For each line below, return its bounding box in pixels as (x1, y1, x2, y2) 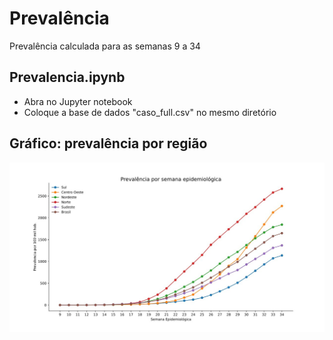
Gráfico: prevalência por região (9, 135, 208, 152)
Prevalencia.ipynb (9, 69, 126, 86)
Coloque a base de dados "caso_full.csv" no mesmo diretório (23, 106, 277, 118)
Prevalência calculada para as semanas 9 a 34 (9, 40, 201, 52)
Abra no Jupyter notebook (23, 95, 133, 107)
